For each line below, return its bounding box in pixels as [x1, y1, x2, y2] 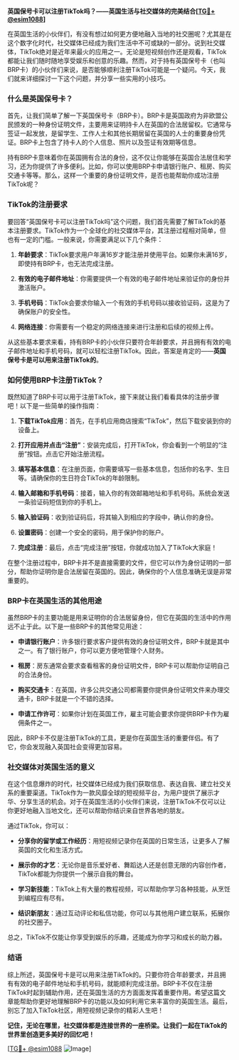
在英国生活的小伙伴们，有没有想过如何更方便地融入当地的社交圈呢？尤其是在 [7, 30, 232, 38]
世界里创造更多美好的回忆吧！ [7, 1030, 95, 1039]
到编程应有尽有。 [17, 894, 68, 902]
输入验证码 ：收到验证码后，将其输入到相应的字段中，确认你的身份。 [17, 513, 218, 521]
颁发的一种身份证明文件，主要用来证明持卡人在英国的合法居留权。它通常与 [13, 121, 232, 129]
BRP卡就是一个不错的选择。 [36, 695, 117, 703]
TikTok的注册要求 [7, 200, 68, 210]
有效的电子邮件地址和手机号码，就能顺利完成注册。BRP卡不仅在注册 [13, 979, 213, 987]
